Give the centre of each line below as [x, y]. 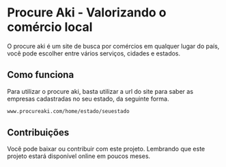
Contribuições [38, 132]
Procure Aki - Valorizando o [87, 13]
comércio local [50, 27]
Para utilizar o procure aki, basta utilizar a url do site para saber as [100, 91]
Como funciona [41, 75]
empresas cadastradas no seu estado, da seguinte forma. [88, 99]
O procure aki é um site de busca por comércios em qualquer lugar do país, [113, 46]
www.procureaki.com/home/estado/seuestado [68, 111]
